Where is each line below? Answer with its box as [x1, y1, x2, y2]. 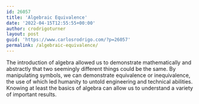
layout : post [6, 31, 39, 37]
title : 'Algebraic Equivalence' [6, 14, 87, 20]
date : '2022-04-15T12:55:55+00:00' [6, 20, 96, 26]
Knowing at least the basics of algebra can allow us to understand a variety [6, 84, 194, 91]
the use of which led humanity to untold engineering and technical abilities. [6, 78, 193, 85]
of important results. [6, 91, 57, 98]
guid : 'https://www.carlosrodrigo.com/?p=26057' [6, 37, 131, 43]
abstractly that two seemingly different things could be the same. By [6, 65, 176, 72]
